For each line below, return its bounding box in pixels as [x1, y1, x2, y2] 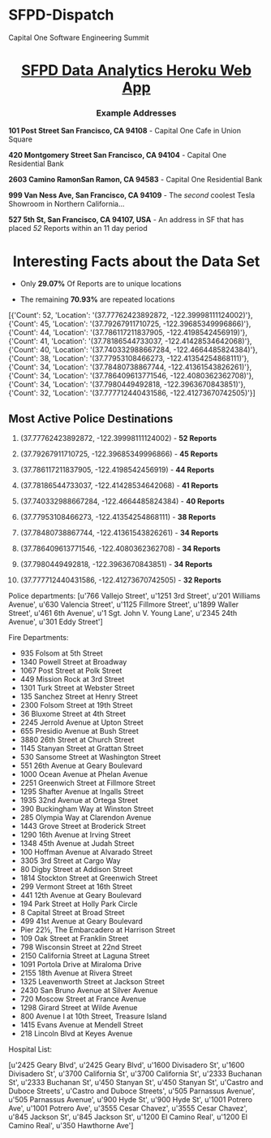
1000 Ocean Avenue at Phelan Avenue [19, 770, 148, 779]
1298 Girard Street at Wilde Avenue [19, 1003, 138, 1013]
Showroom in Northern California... [8, 199, 125, 209]
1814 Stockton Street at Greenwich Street [19, 873, 158, 883]
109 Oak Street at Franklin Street [19, 934, 129, 944]
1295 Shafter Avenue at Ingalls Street [19, 787, 144, 796]
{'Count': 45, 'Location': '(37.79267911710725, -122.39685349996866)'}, [8, 319, 252, 329]
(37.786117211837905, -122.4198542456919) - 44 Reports [19, 465, 215, 475]
